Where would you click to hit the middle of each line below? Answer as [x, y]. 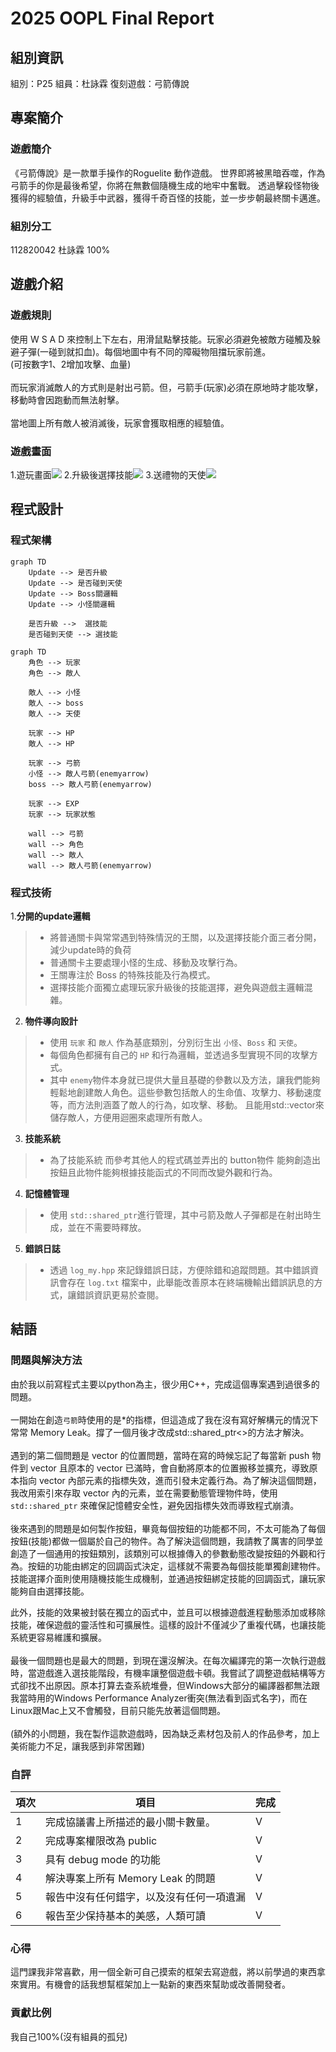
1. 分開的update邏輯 [50, 916]
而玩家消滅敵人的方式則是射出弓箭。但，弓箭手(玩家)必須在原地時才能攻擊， [167, 387]
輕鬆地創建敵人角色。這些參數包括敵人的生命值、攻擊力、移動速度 [185, 1092]
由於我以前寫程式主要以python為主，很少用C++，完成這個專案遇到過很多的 [165, 1384]
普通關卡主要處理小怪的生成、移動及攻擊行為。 [146, 962]
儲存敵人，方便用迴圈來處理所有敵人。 [128, 1117]
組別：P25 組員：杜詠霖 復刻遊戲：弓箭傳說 [100, 83]
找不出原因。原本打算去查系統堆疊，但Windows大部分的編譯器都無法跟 [174, 1685]
